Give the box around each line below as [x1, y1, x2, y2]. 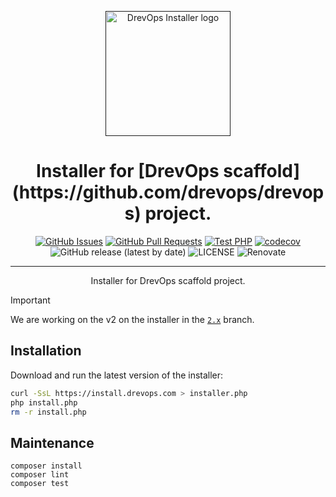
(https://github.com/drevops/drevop [11, 181, 325, 204]
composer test [10, 479, 70, 489]
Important [10, 294, 51, 306]
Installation [10, 342, 82, 360]
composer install [10, 461, 83, 471]
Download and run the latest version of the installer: [10, 369, 224, 381]
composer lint [10, 470, 70, 480]
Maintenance [10, 434, 95, 451]
